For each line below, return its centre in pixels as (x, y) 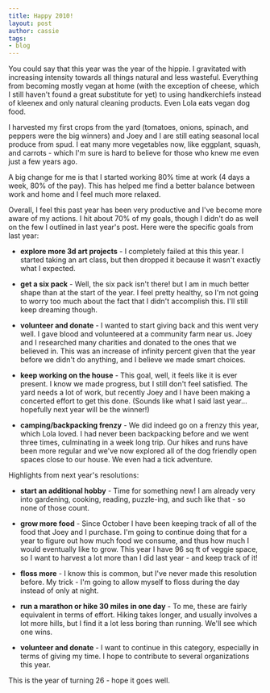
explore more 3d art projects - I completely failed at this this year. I (132, 252)
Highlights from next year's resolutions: (74, 475)
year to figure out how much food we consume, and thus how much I (135, 541)
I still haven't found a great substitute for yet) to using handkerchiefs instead (135, 94)
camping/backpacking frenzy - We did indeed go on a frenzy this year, (139, 425)
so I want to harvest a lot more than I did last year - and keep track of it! (139, 558)
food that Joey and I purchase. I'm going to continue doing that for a (133, 532)
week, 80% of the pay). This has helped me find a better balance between (132, 186)
